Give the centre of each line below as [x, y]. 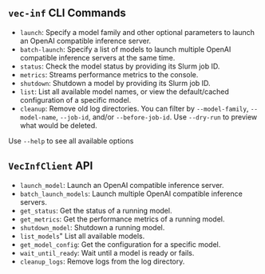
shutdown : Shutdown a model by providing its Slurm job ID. [115, 83]
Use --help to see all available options [71, 141]
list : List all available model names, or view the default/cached [125, 92]
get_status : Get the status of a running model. [96, 210]
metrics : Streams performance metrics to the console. [109, 74]
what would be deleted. [58, 125]
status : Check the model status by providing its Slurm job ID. [120, 66]
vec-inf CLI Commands [67, 13]
